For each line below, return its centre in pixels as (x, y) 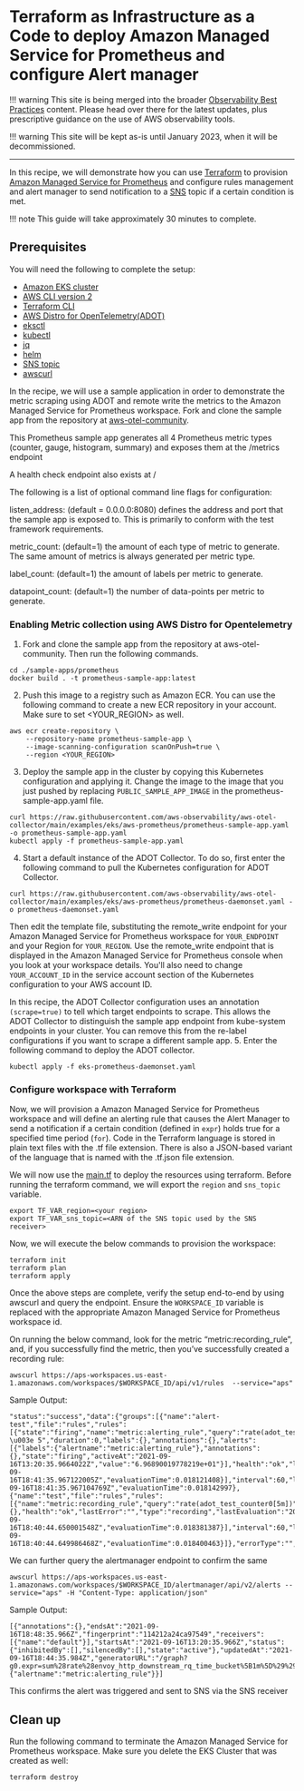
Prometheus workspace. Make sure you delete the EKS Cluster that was (143, 1751)
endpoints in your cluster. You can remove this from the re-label (128, 1031)
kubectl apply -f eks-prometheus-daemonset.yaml (103, 1067)
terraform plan (38, 1268)
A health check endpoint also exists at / (83, 475)
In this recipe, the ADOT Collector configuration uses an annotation (134, 1002)
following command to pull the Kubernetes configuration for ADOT (146, 867)
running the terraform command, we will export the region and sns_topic (145, 1185)
